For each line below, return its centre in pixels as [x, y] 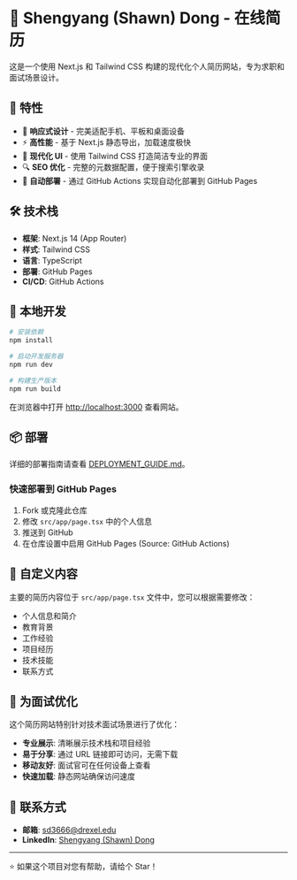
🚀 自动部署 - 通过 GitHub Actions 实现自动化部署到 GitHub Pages [140, 180]
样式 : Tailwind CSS [56, 249]
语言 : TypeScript [52, 260]
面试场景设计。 [36, 77]
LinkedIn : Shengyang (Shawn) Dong [88, 840]
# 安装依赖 [27, 333]
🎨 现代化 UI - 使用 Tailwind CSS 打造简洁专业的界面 [115, 156]
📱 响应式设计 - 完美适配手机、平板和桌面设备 [103, 131]
